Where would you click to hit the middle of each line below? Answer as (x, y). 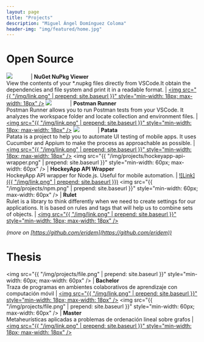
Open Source (40, 59)
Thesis (24, 257)
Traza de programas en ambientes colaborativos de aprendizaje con (92, 287)
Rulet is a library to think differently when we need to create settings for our (101, 201)
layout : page (23, 12)
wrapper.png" (24, 163)
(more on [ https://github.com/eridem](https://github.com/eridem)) (89, 233)
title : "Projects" (30, 18)
